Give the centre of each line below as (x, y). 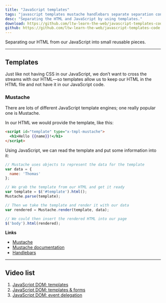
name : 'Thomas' (25, 174)
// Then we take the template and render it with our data (67, 205)
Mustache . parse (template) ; (33, 197)
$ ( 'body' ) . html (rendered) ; (33, 223)
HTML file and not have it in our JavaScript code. (55, 84)
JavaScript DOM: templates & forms (49, 290)
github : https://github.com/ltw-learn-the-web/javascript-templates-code (83, 28)
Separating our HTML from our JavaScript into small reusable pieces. (76, 42)
